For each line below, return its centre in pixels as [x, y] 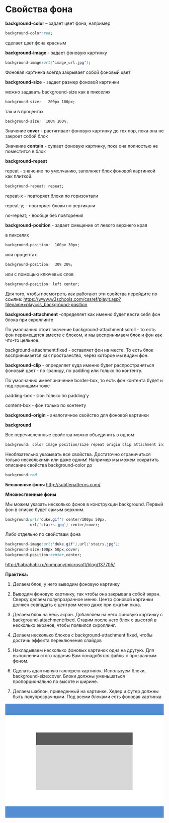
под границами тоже [28, 386]
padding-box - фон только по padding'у [47, 395]
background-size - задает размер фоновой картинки [62, 82]
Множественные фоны [31, 494]
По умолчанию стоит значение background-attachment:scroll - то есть [80, 329]
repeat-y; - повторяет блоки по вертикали [50, 206]
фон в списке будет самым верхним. [45, 510]
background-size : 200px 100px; [40, 102]
